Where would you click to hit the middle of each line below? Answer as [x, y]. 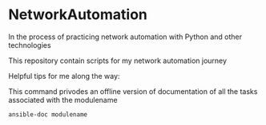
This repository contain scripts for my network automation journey [117, 61]
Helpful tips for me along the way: [64, 76]
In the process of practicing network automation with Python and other [125, 37]
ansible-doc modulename [48, 114]
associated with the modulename [63, 100]
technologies [30, 45]
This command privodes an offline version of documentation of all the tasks [133, 91]
